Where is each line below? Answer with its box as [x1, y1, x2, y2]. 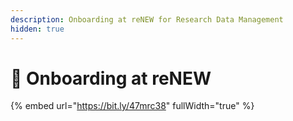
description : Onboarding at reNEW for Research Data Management [10, 14, 284, 25]
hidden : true [10, 24, 65, 34]
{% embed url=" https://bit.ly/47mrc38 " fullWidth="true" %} [10, 100, 255, 112]
